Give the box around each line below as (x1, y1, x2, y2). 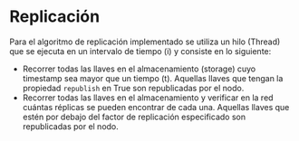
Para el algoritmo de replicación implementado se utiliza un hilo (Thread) (9, 36, 281, 47)
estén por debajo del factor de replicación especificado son (22, 111, 246, 122)
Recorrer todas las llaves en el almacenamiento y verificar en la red (22, 92, 274, 103)
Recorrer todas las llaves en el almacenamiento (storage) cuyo (22, 63, 256, 74)
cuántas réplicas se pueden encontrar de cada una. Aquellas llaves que (22, 101, 290, 112)
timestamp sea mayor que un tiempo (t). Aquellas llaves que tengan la (22, 72, 284, 83)
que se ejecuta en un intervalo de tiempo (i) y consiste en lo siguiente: (9, 45, 272, 56)
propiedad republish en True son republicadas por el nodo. (22, 82, 245, 93)
